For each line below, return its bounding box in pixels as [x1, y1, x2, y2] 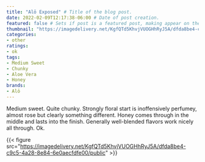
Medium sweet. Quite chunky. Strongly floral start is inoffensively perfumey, [6, 105, 197, 112]
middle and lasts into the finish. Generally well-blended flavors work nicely [6, 118, 194, 125]
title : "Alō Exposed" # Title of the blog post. [6, 9, 132, 15]
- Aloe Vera [6, 71, 37, 77]
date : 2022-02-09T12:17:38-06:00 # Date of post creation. [6, 15, 160, 21]
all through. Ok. [6, 124, 45, 132]
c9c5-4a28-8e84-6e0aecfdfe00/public [6, 149, 106, 156]
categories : [6, 32, 37, 38]
